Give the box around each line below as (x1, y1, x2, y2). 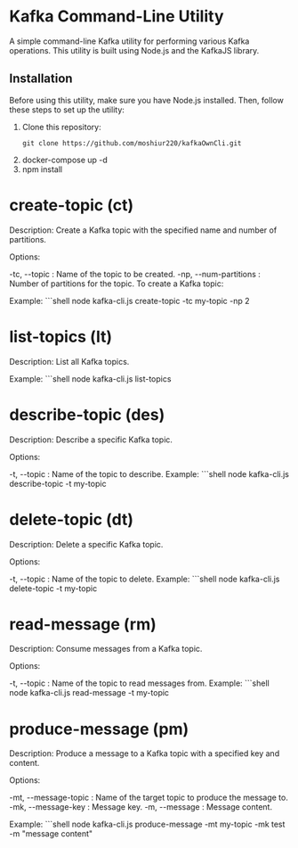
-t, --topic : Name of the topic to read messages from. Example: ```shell (9, 678, 270, 688)
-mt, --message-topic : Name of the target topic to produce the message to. (9, 792, 289, 803)
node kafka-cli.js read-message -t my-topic (9, 687, 170, 698)
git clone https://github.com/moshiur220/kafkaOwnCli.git (21, 138, 242, 148)
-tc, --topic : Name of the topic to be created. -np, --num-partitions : (9, 268, 261, 279)
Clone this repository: (21, 121, 101, 132)
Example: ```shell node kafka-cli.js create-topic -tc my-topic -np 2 (9, 295, 251, 306)
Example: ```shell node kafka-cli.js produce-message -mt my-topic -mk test (9, 819, 286, 830)
